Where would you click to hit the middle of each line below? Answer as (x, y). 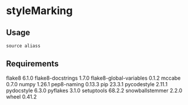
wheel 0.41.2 (21, 96)
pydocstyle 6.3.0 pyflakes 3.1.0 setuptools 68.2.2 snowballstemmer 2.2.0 (94, 90)
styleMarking (39, 11)
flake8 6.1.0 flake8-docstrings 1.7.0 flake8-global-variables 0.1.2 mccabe (93, 78)
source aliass (23, 46)
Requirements (32, 64)
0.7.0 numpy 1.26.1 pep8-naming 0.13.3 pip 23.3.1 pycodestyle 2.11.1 (87, 84)
